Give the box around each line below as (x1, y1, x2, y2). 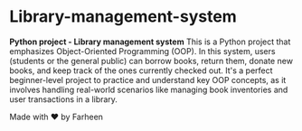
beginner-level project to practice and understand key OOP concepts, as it (9, 74, 287, 85)
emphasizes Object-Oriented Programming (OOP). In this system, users (9, 45, 276, 56)
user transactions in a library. (9, 93, 118, 105)
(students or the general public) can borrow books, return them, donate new (9, 55, 294, 66)
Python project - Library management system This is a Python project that (9, 36, 291, 47)
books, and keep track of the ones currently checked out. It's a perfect (9, 65, 273, 76)
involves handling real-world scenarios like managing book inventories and (9, 84, 288, 95)
